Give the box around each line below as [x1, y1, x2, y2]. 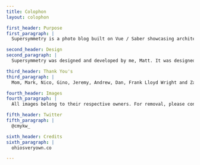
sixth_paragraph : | [6, 139, 55, 145]
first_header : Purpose [6, 25, 62, 31]
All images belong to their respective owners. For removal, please [11, 101, 185, 107]
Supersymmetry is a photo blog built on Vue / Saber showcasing [11, 36, 174, 42]
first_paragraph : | [6, 30, 55, 36]
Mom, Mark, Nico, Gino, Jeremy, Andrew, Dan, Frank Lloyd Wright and [11, 80, 187, 85]
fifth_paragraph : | [6, 118, 55, 123]
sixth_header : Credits [6, 134, 62, 139]
